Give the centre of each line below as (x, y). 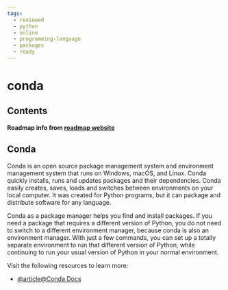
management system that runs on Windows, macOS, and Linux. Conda (107, 173)
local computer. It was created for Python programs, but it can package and (114, 195)
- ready (24, 52)
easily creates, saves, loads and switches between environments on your (110, 188)
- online (26, 33)
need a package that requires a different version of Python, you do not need (114, 223)
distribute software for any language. (59, 202)
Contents (27, 111)
